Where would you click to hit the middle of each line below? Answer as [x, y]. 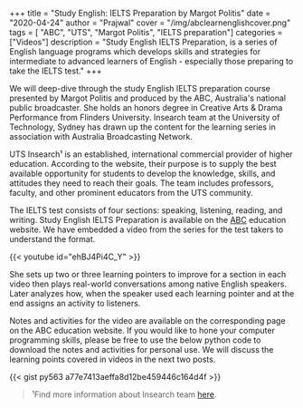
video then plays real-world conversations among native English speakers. [148, 284]
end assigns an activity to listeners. [75, 303]
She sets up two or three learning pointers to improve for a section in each [148, 274]
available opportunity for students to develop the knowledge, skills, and [142, 173]
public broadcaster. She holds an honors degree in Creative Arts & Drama [146, 107]
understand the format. [52, 239]
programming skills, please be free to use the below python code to [135, 340]
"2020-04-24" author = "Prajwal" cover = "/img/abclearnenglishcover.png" [150, 23]
